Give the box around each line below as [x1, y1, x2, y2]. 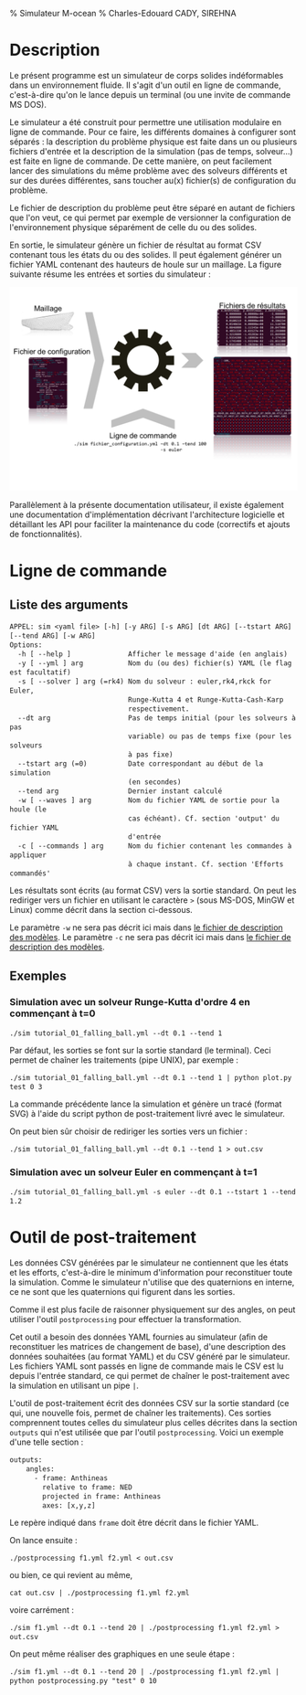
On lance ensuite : [9, 1535, 78, 1546]
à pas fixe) [127, 750, 174, 759]
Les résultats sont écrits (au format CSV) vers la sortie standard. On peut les [9, 885, 297, 896]
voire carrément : [9, 1605, 75, 1616]
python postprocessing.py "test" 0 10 [9, 1677, 157, 1686]
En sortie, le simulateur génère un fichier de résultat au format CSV [9, 239, 262, 250]
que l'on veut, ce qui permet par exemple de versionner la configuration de [9, 212, 291, 223]
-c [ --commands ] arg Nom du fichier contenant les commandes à [17, 842, 292, 851]
